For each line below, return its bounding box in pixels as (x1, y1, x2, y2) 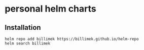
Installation (5, 23, 41, 32)
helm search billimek (5, 41, 51, 46)
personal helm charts (5, 3, 97, 15)
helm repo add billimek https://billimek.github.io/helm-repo (5, 36, 139, 41)
